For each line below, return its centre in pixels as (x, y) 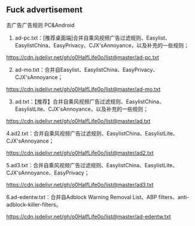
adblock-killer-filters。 (34, 204)
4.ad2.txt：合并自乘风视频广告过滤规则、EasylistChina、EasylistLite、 (92, 133)
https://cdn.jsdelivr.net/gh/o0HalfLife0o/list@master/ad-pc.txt (83, 57)
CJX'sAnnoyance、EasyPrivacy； (48, 173)
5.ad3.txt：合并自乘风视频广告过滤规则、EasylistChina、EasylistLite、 (92, 165)
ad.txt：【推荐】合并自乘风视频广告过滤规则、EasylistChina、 (89, 101)
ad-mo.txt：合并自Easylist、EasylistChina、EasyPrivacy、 (86, 70)
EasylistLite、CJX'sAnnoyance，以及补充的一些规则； (81, 109)
